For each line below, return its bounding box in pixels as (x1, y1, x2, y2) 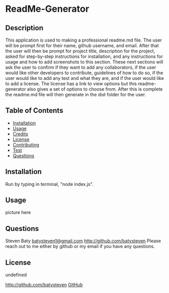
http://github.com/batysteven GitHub (5, 282, 83, 288)
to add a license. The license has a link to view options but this (5, 80, 137, 87)
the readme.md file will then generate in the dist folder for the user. (5, 92, 147, 97)
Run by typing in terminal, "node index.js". (5, 181, 93, 187)
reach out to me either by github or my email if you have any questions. (5, 243, 155, 249)
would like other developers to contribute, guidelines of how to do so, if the (5, 70, 163, 76)
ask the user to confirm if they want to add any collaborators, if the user (5, 65, 157, 70)
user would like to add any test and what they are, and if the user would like (5, 75, 164, 81)
